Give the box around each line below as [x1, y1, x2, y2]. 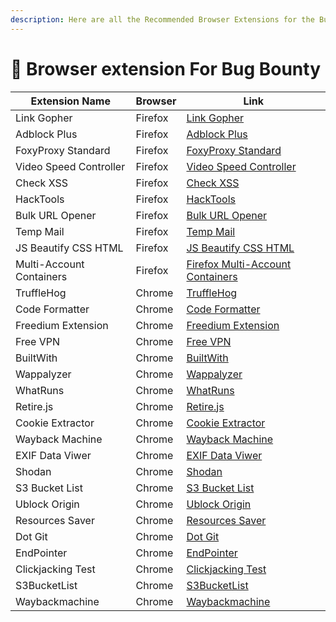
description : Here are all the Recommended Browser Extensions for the [10, 14, 315, 25]
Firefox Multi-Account [186, 257, 292, 271]
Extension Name [30, 94, 111, 108]
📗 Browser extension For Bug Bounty [10, 57, 321, 80]
